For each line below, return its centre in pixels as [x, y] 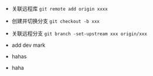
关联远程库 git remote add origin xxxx [59, 8]
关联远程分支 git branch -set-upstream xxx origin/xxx [79, 33]
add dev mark [29, 45]
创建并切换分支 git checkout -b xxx [56, 21]
